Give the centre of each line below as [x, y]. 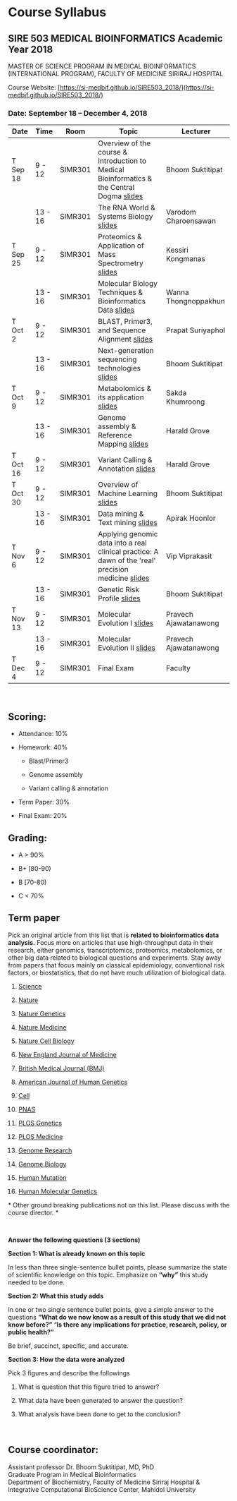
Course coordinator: [53, 1450]
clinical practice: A [128, 552]
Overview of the [124, 143]
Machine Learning [128, 493]
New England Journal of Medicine [67, 1054]
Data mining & [121, 514]
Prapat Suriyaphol [196, 330]
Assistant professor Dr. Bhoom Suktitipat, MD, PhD [81, 1467]
